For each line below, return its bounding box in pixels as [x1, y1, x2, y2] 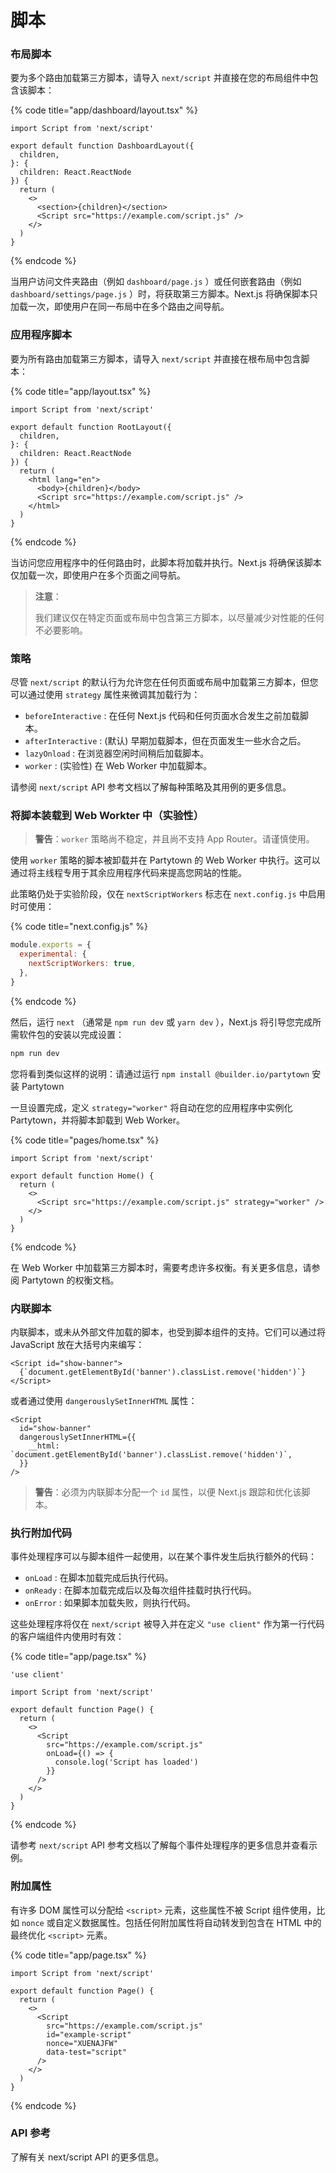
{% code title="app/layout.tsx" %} [10, 385, 152, 397]
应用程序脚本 [10, 328, 73, 342]
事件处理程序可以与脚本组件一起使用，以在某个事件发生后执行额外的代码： [10, 1551, 317, 1563]
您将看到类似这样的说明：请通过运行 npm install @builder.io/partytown [10, 1067, 310, 1080]
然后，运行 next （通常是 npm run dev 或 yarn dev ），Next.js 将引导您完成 [10, 1016, 313, 1028]
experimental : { [19, 949, 87, 960]
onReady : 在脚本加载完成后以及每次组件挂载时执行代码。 [24, 1584, 257, 1596]
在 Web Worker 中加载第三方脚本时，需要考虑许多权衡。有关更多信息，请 [10, 1261, 312, 1273]
